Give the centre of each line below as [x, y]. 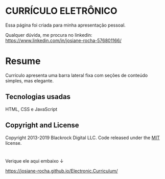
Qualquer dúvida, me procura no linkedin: [49, 35]
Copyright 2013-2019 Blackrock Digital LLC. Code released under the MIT [82, 138]
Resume [23, 61]
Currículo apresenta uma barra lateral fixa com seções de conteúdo [77, 75]
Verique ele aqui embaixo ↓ [34, 161]
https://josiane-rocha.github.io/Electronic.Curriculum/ [62, 171]
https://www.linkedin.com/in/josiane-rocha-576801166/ [63, 40]
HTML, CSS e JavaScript [31, 109]
